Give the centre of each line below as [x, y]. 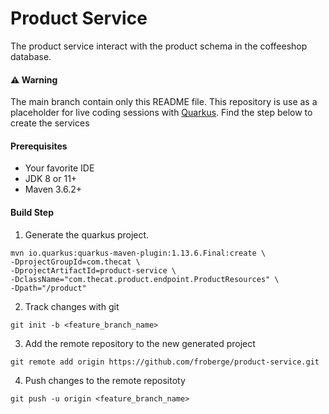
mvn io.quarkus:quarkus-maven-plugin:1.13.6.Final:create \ [138, 253]
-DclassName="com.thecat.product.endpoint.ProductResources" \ [145, 279]
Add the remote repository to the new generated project [140, 343]
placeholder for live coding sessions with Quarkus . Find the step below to [161, 113]
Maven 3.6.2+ [53, 189]
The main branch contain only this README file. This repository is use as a [164, 102]
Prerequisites [39, 146]
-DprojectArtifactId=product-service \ [93, 270]
